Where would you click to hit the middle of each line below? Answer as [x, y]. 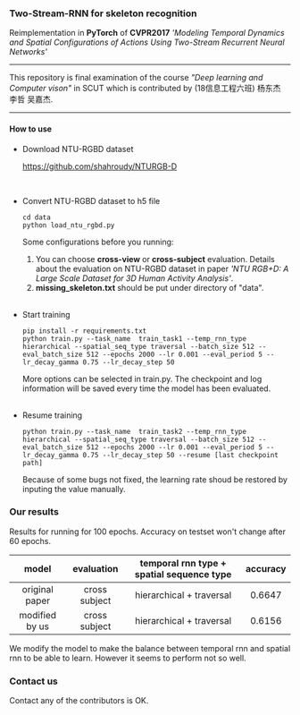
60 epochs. [30, 541]
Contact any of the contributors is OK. [79, 701]
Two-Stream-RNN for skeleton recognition [103, 13]
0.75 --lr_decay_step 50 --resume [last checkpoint [180, 455]
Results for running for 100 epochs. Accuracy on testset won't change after [147, 532]
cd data [36, 217]
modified [37, 615]
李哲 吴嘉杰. [31, 99]
